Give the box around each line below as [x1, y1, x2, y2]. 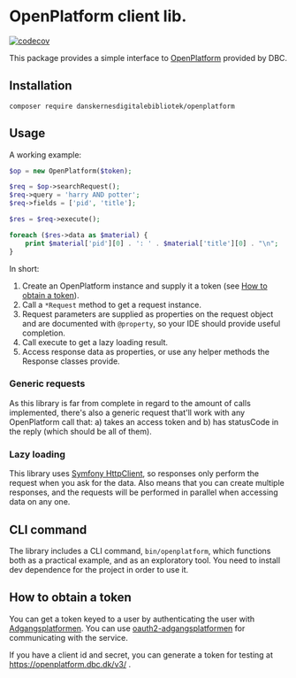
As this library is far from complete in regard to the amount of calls [9, 397, 252, 408]
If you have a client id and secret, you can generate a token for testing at [9, 649, 274, 660]
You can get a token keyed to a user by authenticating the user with [9, 613, 254, 624]
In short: [9, 263, 40, 274]
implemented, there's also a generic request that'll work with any [9, 407, 246, 418]
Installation [9, 78, 72, 94]
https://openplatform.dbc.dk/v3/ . [9, 659, 131, 669]
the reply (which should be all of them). [9, 426, 152, 436]
